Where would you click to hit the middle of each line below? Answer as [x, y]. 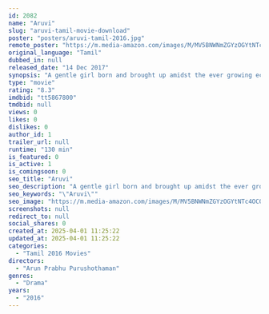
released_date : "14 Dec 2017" [59, 68]
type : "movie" [32, 82]
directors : [26, 260]
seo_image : [26, 201]
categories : [28, 246]
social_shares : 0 [37, 224]
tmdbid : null [30, 105]
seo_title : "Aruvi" [41, 179]
